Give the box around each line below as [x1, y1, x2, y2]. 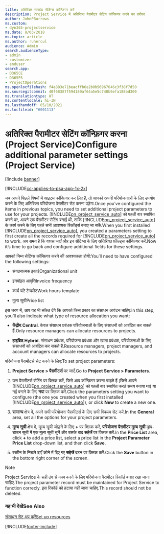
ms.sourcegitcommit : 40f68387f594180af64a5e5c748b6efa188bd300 [5, 89, 137, 94]
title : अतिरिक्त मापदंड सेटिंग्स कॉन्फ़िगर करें [5, 7, 75, 12]
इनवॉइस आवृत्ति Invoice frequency [12, 278, 72, 284]
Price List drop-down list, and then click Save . [12, 440, 106, 446]
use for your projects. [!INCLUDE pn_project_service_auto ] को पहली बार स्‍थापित [5, 211, 155, 217]
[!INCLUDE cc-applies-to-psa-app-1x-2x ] [5, 186, 88, 191]
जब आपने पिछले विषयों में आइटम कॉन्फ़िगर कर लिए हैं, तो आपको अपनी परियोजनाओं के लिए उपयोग [5, 195, 156, 201]
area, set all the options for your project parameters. [12, 414, 117, 420]
